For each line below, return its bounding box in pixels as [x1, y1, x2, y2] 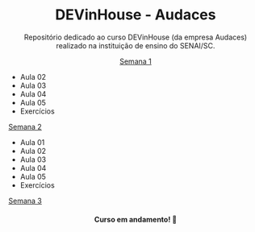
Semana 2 [8, 122, 42, 131]
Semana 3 [8, 196, 42, 205]
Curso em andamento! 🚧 [94, 214, 178, 224]
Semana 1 [119, 56, 152, 66]
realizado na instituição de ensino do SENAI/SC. [56, 40, 215, 50]
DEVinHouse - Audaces [55, 6, 216, 24]
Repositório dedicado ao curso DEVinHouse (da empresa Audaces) [23, 32, 248, 42]
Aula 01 [19, 137, 45, 147]
